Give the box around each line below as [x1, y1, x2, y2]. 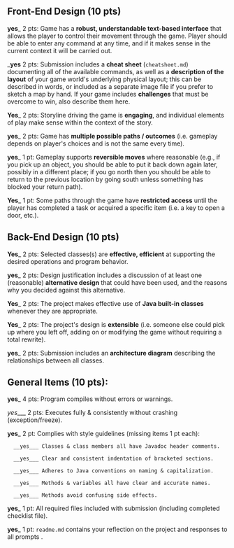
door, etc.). [7, 211, 39, 219]
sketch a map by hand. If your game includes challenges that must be [7, 90, 209, 98]
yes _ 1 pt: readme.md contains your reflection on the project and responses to [7, 525, 228, 534]
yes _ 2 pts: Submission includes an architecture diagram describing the [7, 349, 216, 357]
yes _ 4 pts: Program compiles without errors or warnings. [7, 395, 173, 403]
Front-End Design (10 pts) [7, 6, 122, 17]
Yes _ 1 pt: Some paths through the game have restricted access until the [7, 196, 218, 204]
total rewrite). [7, 335, 46, 344]
